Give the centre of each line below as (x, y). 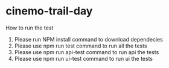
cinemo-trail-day (49, 11)
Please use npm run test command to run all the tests (81, 46)
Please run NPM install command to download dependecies (89, 39)
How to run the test (30, 28)
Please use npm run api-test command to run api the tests (87, 52)
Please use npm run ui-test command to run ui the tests (84, 58)
